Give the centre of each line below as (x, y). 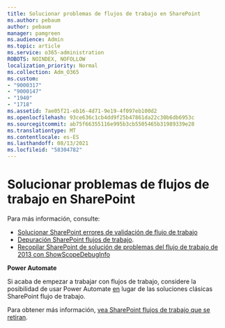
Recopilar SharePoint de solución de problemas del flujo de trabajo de (117, 247)
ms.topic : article (34, 46)
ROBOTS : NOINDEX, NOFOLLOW (46, 59)
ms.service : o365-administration (56, 53)
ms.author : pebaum (34, 20)
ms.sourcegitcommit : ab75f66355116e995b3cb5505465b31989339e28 (101, 124)
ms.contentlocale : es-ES (43, 137)
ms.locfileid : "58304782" (45, 150)
